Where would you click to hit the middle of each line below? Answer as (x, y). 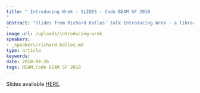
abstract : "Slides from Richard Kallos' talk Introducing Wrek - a (92, 23)
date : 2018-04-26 (28, 61)
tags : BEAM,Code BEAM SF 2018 (44, 67)
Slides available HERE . (34, 84)
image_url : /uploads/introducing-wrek (54, 34)
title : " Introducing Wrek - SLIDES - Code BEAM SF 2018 (78, 12)
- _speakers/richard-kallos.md (45, 45)
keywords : (18, 56)
